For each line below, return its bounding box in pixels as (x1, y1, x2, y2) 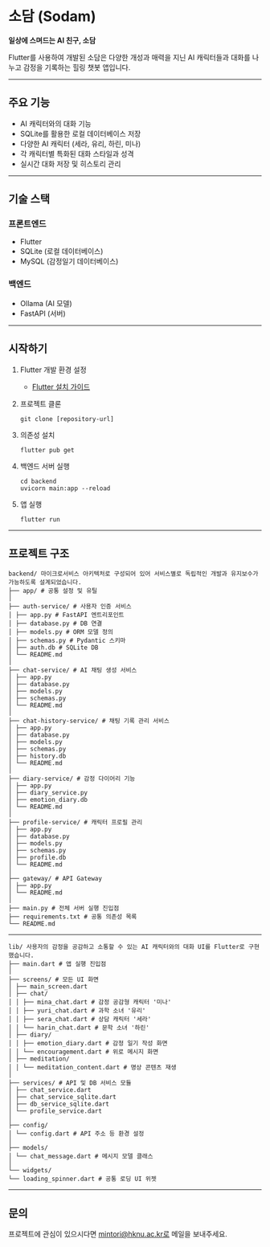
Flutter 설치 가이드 (31, 382, 91, 391)
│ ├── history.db (8, 752, 67, 760)
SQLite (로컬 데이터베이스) (19, 247, 104, 256)
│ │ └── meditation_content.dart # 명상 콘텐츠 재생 (8, 1064, 177, 1072)
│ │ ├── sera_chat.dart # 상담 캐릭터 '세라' (8, 1016, 152, 1024)
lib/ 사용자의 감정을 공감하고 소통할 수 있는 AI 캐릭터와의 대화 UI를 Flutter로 (8, 943, 245, 951)
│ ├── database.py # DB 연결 (8, 619, 103, 628)
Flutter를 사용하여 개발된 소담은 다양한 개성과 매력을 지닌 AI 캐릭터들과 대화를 (8, 52, 251, 62)
